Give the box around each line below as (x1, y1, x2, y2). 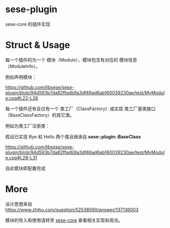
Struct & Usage (5, 39, 70, 51)
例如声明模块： (5, 74, 37, 80)
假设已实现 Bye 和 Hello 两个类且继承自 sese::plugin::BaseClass (5, 134, 141, 140)
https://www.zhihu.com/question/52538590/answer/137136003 (5, 207, 139, 213)
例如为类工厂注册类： (5, 122, 50, 129)
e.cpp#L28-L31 (5, 155, 38, 161)
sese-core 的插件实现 (5, 21, 51, 27)
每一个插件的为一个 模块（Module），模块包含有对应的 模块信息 (5, 57, 137, 63)
